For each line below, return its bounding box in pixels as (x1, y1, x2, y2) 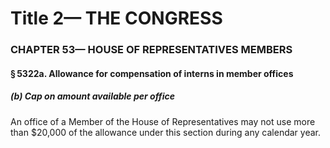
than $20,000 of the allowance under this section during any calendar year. (10, 126, 321, 138)
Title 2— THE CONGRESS (10, 7, 223, 30)
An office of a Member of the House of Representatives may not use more (10, 115, 316, 127)
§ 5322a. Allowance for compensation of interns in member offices (10, 67, 294, 79)
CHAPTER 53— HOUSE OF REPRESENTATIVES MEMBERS (10, 43, 293, 57)
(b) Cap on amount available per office (10, 90, 175, 102)
